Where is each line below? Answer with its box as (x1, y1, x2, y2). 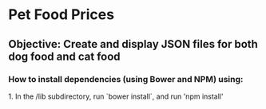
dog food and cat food (8, 49, 121, 63)
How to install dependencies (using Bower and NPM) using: (8, 73, 244, 84)
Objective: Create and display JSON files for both (8, 37, 258, 51)
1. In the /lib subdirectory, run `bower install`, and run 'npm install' (8, 91, 224, 101)
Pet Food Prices (8, 6, 114, 24)
